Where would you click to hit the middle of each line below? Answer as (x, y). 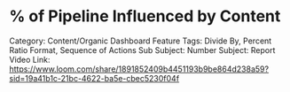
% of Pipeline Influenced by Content (145, 16)
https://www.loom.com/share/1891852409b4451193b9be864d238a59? (139, 69)
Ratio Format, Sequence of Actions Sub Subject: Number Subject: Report (142, 50)
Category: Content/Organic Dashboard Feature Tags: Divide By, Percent (141, 41)
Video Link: (30, 59)
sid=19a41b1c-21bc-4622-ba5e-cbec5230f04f (94, 78)
